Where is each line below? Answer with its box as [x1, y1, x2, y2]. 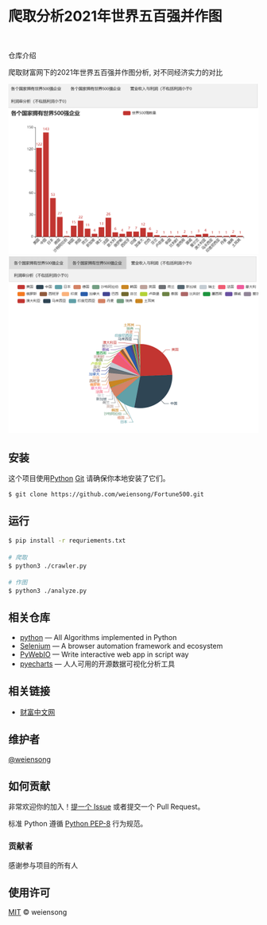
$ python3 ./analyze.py [8, 587, 87, 595]
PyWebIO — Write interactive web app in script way [19, 650, 189, 659]
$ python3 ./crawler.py [8, 562, 87, 570]
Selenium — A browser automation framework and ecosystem [19, 641, 223, 650]
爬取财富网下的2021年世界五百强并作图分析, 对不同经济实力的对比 [8, 67, 223, 76]
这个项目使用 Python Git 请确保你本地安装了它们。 [8, 474, 170, 483]
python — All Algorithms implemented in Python [19, 632, 177, 642]
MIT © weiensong [8, 907, 68, 917]
